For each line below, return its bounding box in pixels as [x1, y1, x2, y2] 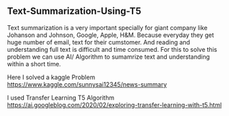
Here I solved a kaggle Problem [7, 73, 96, 81]
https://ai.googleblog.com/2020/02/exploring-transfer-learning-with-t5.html [7, 100, 222, 108]
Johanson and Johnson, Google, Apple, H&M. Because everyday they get [7, 31, 214, 39]
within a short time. [7, 59, 62, 68]
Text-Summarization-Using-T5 [7, 5, 142, 17]
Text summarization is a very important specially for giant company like [7, 23, 208, 31]
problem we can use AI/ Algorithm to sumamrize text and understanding [7, 53, 211, 61]
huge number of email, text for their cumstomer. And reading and [7, 38, 190, 46]
